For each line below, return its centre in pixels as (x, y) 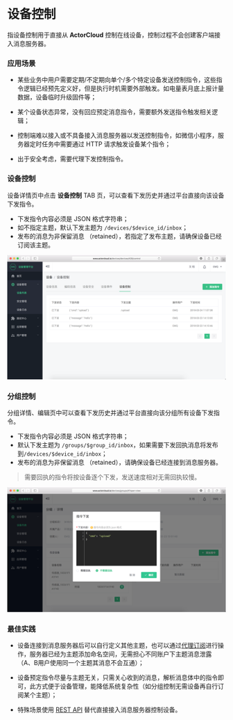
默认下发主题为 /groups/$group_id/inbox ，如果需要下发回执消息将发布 (118, 445)
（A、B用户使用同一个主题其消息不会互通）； (80, 663)
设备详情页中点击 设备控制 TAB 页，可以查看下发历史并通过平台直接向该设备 (116, 195)
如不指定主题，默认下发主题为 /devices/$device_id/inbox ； (103, 227)
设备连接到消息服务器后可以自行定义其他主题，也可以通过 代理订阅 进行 (118, 646)
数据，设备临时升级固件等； (57, 97)
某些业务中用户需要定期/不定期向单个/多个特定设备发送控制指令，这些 (116, 80)
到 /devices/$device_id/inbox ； (62, 454)
